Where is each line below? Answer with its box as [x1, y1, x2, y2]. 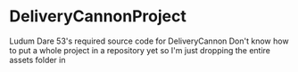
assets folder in [9, 54, 66, 65]
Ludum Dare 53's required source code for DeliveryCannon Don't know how [9, 36, 289, 46]
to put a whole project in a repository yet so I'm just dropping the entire [9, 44, 270, 55]
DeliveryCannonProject [9, 6, 187, 27]
